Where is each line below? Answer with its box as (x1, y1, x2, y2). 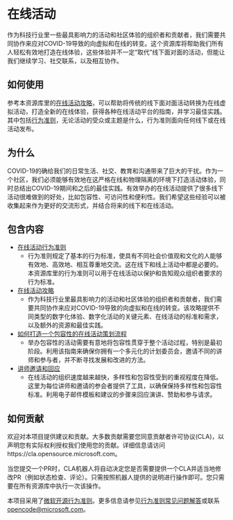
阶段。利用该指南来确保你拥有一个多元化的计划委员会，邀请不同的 (27, 347, 216, 356)
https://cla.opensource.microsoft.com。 (7, 450, 121, 458)
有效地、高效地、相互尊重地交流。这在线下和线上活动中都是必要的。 (27, 261, 223, 269)
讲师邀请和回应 (17, 365, 60, 373)
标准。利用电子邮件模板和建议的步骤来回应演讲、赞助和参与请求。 (27, 390, 216, 399)
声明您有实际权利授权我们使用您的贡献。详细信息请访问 (7, 441, 165, 449)
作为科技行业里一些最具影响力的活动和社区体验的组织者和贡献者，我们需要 (7, 31, 220, 39)
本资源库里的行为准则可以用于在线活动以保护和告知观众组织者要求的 (27, 269, 223, 277)
